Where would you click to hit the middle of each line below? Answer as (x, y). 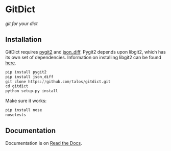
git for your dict (22, 23)
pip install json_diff (29, 77)
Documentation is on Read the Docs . (44, 143)
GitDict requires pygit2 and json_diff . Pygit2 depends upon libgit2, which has (86, 52)
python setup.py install (32, 91)
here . (11, 63)
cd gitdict (17, 86)
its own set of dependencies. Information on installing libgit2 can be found (83, 57)
